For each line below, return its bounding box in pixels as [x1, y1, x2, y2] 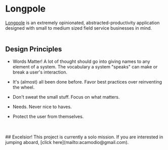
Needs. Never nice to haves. [12, 104, 72, 110]
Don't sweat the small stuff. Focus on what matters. [12, 94, 120, 100]
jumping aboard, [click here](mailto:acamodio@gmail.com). [5, 139, 129, 145]
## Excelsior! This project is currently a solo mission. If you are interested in [5, 134, 163, 140]
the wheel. [12, 84, 35, 90]
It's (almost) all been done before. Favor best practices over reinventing [12, 79, 162, 85]
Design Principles [5, 45, 62, 53]
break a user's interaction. [12, 69, 67, 75]
